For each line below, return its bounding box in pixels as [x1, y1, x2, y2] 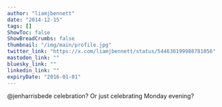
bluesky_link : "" [7, 61, 57, 67]
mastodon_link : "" [7, 55, 60, 61]
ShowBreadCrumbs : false [7, 35, 75, 42]
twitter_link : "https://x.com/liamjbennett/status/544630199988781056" [7, 48, 216, 55]
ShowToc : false [7, 29, 51, 36]
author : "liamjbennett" [7, 10, 75, 17]
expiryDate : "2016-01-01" [7, 73, 81, 80]
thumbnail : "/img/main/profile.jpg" [7, 42, 112, 48]
